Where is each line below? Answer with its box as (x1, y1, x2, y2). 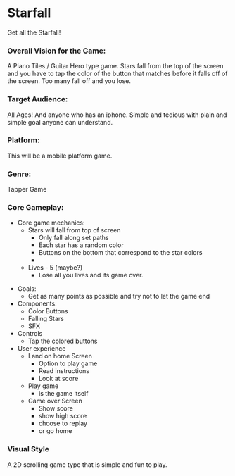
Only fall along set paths (38, 234, 109, 242)
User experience (17, 344, 66, 353)
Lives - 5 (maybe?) (27, 263, 83, 272)
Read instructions (38, 367, 90, 375)
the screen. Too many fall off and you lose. (7, 77, 132, 85)
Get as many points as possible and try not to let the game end (27, 292, 210, 301)
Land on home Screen (27, 352, 93, 361)
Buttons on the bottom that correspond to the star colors (38, 249, 203, 257)
